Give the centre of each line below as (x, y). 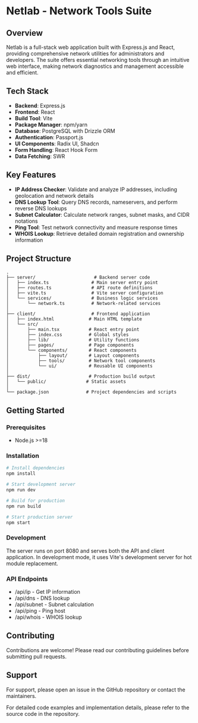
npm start (18, 522)
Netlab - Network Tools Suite (79, 11)
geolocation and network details (54, 195)
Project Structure (39, 259)
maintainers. (21, 696)
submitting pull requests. (37, 656)
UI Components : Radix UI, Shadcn (57, 144)
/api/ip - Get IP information (47, 592)
